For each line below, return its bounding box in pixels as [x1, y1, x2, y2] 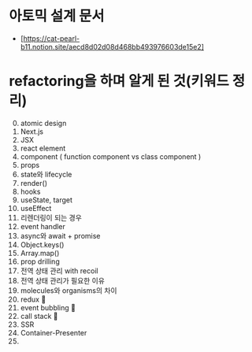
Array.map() [20, 248, 60, 258]
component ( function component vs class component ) [20, 151, 202, 161]
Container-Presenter [20, 328, 87, 337]
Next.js [20, 127, 44, 136]
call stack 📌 [20, 311, 58, 321]
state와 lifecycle [20, 169, 72, 179]
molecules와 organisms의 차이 [20, 285, 117, 295]
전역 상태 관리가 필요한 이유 [20, 276, 106, 285]
